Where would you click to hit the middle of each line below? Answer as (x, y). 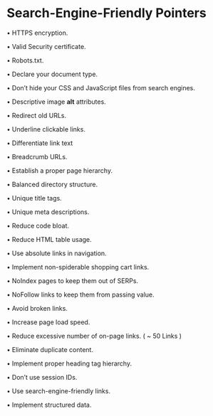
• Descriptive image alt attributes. (56, 102)
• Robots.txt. (25, 60)
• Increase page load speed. (48, 322)
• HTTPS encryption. (37, 33)
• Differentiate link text (40, 143)
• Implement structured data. (49, 405)
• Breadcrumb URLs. (37, 156)
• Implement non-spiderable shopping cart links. (78, 267)
